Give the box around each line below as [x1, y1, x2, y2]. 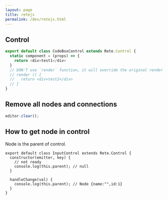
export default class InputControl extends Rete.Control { [5, 151, 132, 156]
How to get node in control [5, 127, 90, 136]
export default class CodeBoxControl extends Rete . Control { [5, 49, 136, 54]
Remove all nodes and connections [5, 100, 117, 109]
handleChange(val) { [10, 177, 53, 182]
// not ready [14, 159, 42, 164]
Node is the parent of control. [5, 141, 66, 147]
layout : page [5, 7, 33, 13]
